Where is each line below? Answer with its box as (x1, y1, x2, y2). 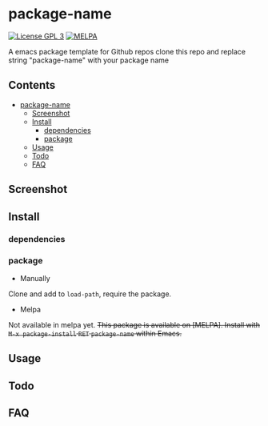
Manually (19, 273, 50, 283)
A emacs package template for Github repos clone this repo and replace (8, 46, 246, 56)
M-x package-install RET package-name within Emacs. (8, 328, 182, 338)
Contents (8, 78, 56, 92)
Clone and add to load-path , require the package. (8, 289, 172, 299)
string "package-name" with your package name (8, 55, 170, 65)
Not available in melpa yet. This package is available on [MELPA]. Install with (8, 319, 260, 329)
